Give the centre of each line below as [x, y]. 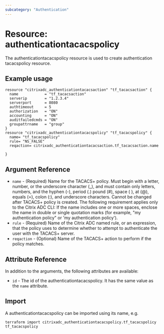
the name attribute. [30, 286]
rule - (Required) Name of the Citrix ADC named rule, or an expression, [84, 223]
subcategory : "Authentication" [37, 10]
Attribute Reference [36, 259]
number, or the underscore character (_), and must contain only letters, [84, 187]
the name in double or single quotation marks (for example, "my [76, 213]
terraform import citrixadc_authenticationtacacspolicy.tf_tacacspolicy [81, 322]
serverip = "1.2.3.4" [39, 99]
